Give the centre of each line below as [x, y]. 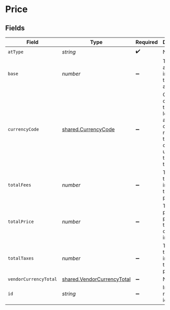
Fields [15, 28]
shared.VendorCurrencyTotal [96, 279]
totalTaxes [21, 258]
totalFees [19, 185]
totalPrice [21, 222]
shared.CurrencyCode [88, 129]
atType [16, 52]
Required [147, 42]
